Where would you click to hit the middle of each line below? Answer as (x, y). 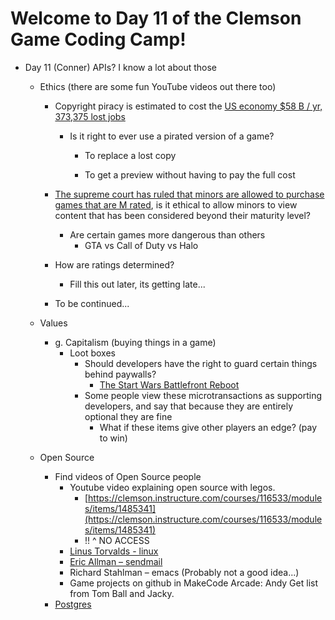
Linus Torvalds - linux (114, 551)
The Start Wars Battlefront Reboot (169, 384)
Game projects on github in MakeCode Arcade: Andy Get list (193, 583)
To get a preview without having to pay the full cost (190, 174)
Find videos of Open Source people (128, 476)
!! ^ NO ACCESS (117, 540)
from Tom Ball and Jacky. (122, 593)
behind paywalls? (120, 374)
